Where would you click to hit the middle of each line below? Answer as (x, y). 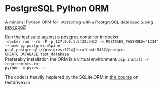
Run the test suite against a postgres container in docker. (62, 37)
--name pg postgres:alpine (33, 45)
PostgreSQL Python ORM (57, 9)
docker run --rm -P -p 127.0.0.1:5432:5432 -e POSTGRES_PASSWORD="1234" (83, 41)
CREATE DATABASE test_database (37, 54)
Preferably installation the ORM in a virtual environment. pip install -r (77, 59)
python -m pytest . (25, 68)
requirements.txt (23, 64)
